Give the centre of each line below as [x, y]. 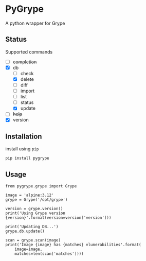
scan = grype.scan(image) [33, 240]
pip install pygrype [28, 158]
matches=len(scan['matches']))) [49, 254]
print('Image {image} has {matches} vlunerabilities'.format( [73, 245]
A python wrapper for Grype [35, 23]
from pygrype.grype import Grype [41, 186]
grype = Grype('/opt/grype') [36, 199]
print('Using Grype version [35, 213]
